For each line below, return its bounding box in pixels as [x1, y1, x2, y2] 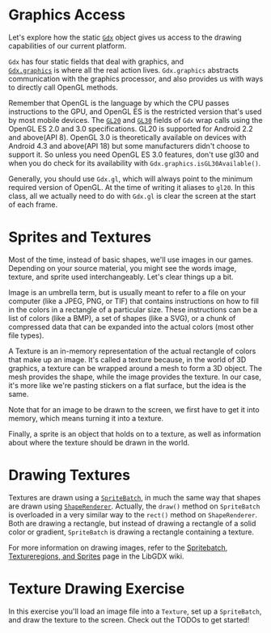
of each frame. [8, 200, 58, 209]
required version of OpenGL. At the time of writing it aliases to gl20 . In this [8, 182, 256, 192]
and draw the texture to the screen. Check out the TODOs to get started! [8, 614, 250, 624]
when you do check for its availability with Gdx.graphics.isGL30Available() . [8, 158, 261, 167]
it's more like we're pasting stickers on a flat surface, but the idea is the [8, 380, 247, 390]
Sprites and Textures [8, 228, 152, 247]
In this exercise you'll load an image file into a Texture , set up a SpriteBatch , [8, 606, 262, 616]
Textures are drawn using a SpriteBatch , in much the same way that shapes [8, 492, 261, 502]
